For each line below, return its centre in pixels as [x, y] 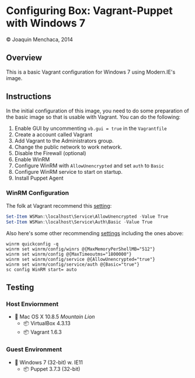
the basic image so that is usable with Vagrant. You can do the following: [93, 117]
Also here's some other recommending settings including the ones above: [95, 233]
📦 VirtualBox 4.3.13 [47, 324]
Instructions [29, 97]
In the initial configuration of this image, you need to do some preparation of [98, 111]
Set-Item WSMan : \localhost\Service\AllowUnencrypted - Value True [87, 217]
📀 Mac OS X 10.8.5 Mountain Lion [55, 317]
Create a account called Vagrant [53, 134]
